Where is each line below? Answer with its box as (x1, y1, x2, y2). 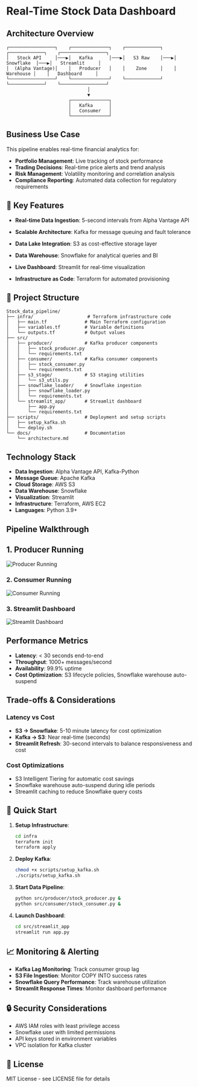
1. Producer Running (6, 545, 84, 555)
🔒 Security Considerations (6, 1003, 107, 1013)
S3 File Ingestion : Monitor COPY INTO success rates (14, 972, 147, 979)
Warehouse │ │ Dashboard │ (6, 71, 98, 77)
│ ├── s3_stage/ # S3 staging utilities (6, 372, 145, 378)
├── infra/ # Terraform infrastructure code (6, 314, 171, 320)
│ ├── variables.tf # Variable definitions (6, 325, 145, 331)
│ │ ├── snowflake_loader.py (6, 388, 91, 394)
